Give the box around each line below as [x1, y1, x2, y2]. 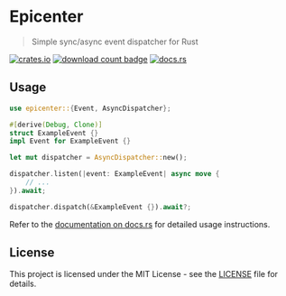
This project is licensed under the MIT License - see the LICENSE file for [9, 269, 278, 280]
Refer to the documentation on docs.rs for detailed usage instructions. [9, 218, 271, 229]
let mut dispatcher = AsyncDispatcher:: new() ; [9, 153, 188, 162]
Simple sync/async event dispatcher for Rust [31, 36, 198, 47]
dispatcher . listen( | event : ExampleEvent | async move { [9, 170, 220, 179]
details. [9, 278, 37, 290]
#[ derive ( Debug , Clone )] [9, 120, 103, 129]
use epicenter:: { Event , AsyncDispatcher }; [9, 104, 171, 113]
